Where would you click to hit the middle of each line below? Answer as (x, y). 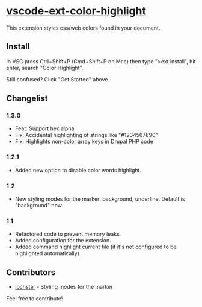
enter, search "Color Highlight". (45, 68)
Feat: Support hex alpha (44, 128)
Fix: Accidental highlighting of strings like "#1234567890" (86, 135)
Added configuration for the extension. (63, 241)
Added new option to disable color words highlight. (78, 170)
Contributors (31, 272)
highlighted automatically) (47, 253)
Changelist (27, 99)
